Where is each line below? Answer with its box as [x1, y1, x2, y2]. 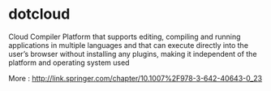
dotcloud [8, 5, 71, 24]
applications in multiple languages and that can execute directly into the [8, 40, 249, 50]
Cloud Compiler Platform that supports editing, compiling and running [8, 32, 241, 41]
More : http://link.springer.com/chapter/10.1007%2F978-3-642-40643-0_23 [8, 73, 263, 83]
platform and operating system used [8, 58, 130, 67]
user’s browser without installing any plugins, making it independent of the [8, 49, 257, 58]
